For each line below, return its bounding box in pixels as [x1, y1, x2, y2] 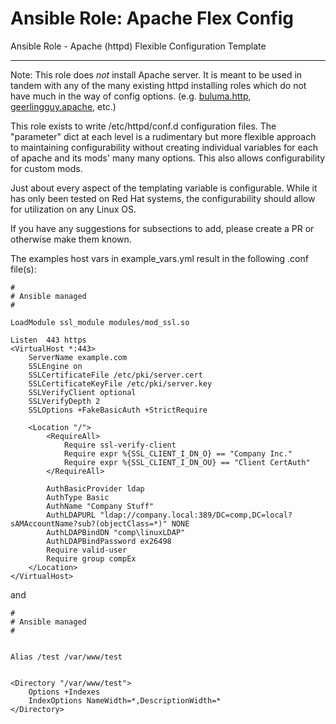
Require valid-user [46, 545, 128, 555]
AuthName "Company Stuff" [46, 501, 155, 511]
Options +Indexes [28, 687, 101, 697]
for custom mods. [10, 162, 83, 174]
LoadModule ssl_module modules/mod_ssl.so [10, 317, 190, 327]
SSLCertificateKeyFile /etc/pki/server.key [28, 378, 213, 389]
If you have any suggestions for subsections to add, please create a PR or [10, 222, 315, 234]
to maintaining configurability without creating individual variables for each [10, 141, 318, 153]
